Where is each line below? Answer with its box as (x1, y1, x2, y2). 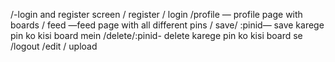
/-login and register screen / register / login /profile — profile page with (10, 9, 303, 20)
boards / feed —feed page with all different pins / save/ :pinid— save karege (10, 19, 325, 31)
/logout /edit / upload (10, 40, 98, 52)
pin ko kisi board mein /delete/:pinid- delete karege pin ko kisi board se (10, 30, 303, 41)
